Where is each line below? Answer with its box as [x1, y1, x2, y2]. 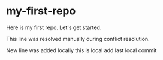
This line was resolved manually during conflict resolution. [6, 35, 150, 42]
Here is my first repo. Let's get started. [6, 24, 102, 31]
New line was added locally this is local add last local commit [6, 46, 157, 54]
